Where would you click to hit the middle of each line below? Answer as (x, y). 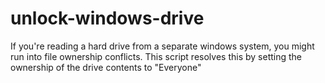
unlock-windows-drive (107, 18)
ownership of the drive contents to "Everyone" (106, 67)
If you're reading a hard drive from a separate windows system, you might (162, 46)
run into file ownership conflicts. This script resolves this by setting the (156, 56)
